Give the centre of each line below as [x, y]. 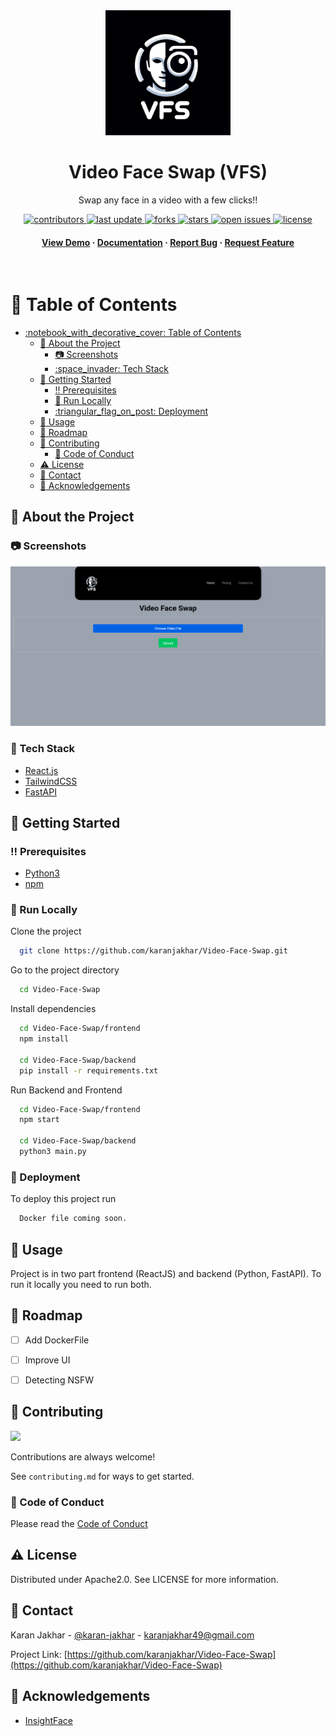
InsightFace [48, 1720]
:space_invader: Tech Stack [111, 369]
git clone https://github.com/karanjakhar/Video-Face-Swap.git [153, 951]
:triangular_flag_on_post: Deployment [131, 411]
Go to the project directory [65, 970]
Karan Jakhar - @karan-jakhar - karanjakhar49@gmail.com [132, 1635]
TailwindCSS [51, 781]
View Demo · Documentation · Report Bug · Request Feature [168, 242]
